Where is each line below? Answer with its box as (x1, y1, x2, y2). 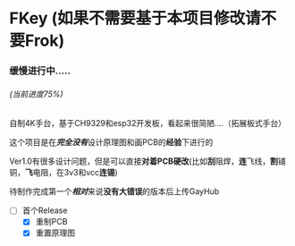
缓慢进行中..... (9, 64, 72, 77)
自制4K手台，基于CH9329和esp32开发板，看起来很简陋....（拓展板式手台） (9, 118, 287, 129)
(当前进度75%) (9, 89, 64, 99)
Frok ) (25, 30, 65, 51)
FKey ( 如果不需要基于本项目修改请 (9, 8, 261, 29)
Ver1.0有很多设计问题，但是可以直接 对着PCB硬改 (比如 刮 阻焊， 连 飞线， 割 (9, 156, 279, 166)
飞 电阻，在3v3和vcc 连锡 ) (25, 167, 118, 178)
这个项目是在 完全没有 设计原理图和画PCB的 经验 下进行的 (9, 137, 214, 148)
